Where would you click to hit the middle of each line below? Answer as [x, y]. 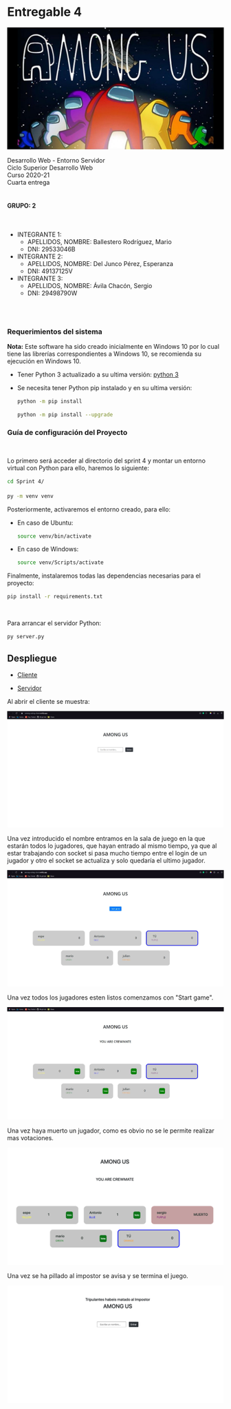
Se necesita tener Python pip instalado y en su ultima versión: [104, 387]
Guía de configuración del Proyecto [67, 432]
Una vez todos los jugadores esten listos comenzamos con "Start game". [110, 997]
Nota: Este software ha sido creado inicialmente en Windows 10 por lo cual [113, 346]
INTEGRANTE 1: [39, 234]
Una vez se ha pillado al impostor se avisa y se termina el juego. [98, 1276]
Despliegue [32, 658]
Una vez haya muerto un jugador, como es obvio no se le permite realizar [111, 1131]
